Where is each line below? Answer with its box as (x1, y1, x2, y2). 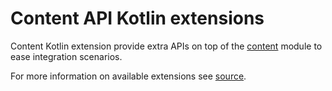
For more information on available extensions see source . (10, 70, 247, 82)
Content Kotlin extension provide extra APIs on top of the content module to (10, 40, 323, 52)
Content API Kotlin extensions (10, 7, 265, 30)
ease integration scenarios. (10, 50, 123, 62)
